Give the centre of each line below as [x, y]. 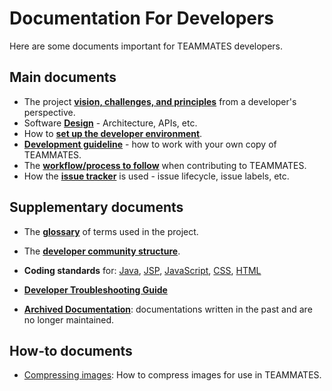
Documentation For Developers [142, 18]
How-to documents [71, 350]
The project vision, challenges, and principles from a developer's [160, 101]
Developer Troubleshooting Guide [95, 289]
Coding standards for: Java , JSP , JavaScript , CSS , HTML [142, 270]
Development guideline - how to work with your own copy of [150, 144]
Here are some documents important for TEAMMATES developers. [146, 46]
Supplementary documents [96, 207]
